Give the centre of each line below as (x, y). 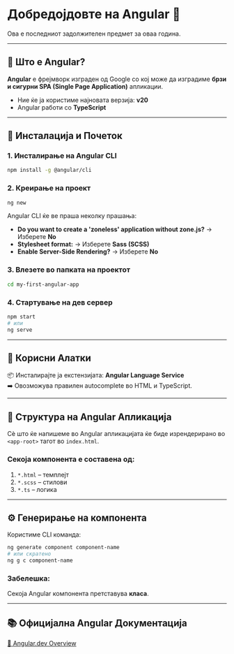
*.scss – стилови (42, 482)
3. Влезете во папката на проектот (69, 270)
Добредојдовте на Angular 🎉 (94, 14)
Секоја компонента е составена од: (71, 459)
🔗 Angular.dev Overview (42, 644)
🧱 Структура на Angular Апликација (89, 417)
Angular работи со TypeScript (62, 107)
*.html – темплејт (43, 474)
